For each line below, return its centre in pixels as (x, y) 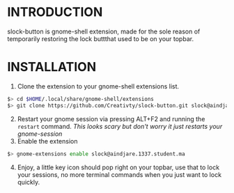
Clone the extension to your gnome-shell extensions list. (98, 86)
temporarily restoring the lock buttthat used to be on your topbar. (100, 38)
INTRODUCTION (55, 12)
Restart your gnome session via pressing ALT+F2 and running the (111, 118)
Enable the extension (47, 141)
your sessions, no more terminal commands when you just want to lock (119, 174)
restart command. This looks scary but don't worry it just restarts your (120, 126)
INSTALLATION (52, 67)
